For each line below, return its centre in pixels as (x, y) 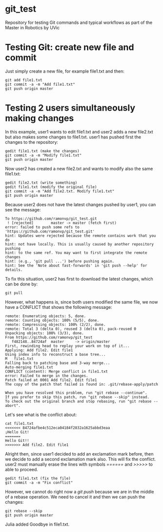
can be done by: (21, 284)
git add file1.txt (24, 80)
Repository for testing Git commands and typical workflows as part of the (79, 22)
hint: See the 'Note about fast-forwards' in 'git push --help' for (76, 266)
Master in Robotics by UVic (32, 27)
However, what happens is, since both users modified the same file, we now (81, 302)
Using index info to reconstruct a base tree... (55, 354)
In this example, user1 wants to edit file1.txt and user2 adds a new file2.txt (79, 132)
